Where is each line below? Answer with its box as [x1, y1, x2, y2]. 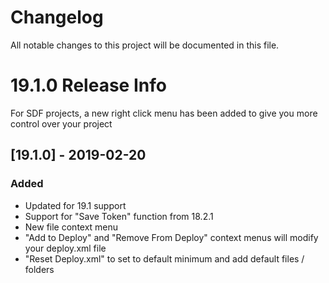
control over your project [10, 117, 113, 130]
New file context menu [24, 221, 119, 233]
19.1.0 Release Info [10, 74, 167, 97]
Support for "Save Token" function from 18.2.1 [24, 210, 214, 222]
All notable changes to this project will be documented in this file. [10, 39, 280, 51]
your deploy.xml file [24, 242, 107, 254]
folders [24, 263, 55, 275]
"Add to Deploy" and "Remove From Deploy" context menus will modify [24, 231, 319, 243]
